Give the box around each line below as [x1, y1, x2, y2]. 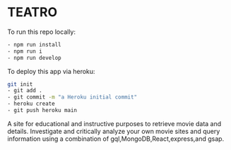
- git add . [7, 87, 42, 94]
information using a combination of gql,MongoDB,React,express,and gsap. [7, 135, 225, 143]
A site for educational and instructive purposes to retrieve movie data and [7, 119, 222, 127]
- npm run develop [7, 54, 61, 61]
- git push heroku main [7, 107, 78, 114]
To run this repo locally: [7, 27, 76, 36]
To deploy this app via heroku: [7, 67, 95, 75]
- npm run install [7, 41, 61, 48]
